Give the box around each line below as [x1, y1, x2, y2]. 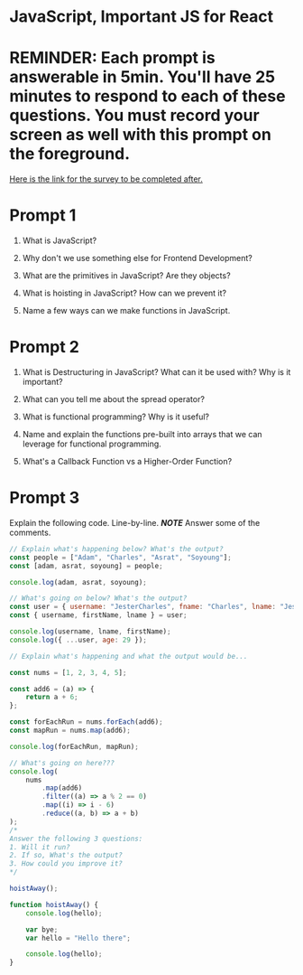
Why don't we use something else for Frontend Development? [22, 253, 252, 264]
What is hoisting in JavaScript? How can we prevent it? [22, 287, 227, 299]
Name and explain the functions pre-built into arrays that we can [22, 429, 263, 439]
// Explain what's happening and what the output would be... [9, 652, 248, 661]
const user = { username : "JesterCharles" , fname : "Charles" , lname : [9, 603, 277, 612]
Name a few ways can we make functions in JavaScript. [22, 305, 231, 316]
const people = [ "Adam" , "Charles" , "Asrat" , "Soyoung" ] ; [9, 553, 232, 562]
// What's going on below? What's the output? [9, 594, 188, 603]
